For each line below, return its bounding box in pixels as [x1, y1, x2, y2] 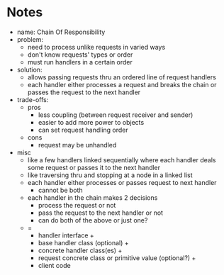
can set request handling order [38, 125, 128, 134]
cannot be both [38, 186, 83, 194]
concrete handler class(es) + [38, 246, 123, 254]
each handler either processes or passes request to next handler [27, 178, 217, 186]
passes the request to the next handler [27, 88, 141, 96]
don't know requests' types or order [27, 50, 133, 59]
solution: [16, 65, 43, 74]
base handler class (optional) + [38, 238, 129, 247]
